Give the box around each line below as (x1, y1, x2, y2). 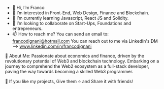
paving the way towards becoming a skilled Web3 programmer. (5, 69, 133, 74)
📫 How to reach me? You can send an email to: (12, 31, 109, 37)
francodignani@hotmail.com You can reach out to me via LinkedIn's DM (12, 38, 158, 44)
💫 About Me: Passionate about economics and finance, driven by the (5, 53, 144, 59)
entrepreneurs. (12, 26, 43, 31)
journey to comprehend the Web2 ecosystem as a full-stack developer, (5, 63, 149, 69)
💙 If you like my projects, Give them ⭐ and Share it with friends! (5, 79, 133, 84)
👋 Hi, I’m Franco (12, 5, 45, 10)
